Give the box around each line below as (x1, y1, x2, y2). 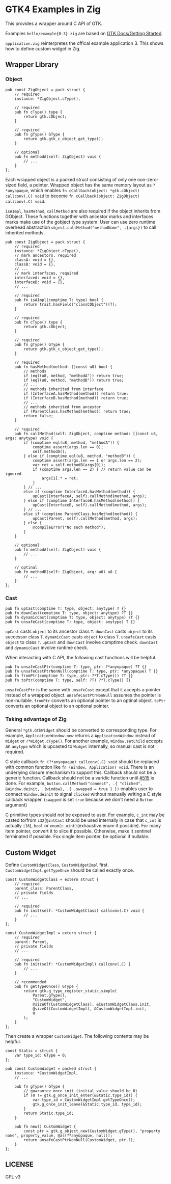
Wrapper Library (5, 60, 59, 69)
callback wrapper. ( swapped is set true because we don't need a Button (5, 796, 154, 803)
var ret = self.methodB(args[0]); (32, 462, 106, 467)
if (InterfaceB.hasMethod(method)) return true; (23, 395, 129, 400)
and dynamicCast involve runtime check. (5, 644, 89, 651)
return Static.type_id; (23, 1111, 74, 1116)
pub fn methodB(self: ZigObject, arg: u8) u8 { (14, 569, 117, 574)
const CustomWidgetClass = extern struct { (5, 877, 99, 882)
